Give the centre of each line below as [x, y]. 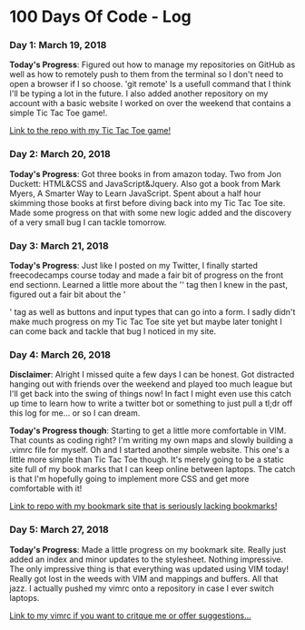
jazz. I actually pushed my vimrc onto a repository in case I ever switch [142, 588]
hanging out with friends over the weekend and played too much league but [151, 384]
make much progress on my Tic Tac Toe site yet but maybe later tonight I [146, 322]
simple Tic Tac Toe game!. [59, 113]
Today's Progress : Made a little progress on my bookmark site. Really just [148, 549]
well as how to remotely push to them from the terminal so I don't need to [147, 74]
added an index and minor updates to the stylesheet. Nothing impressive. [147, 559]
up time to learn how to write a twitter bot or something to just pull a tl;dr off [151, 404]
